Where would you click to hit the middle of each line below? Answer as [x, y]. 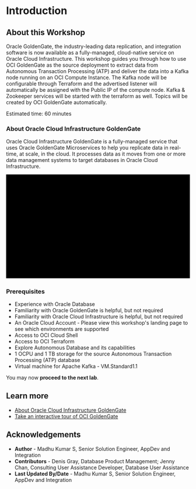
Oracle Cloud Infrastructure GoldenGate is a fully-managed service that [92, 142]
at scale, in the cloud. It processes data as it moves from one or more [103, 154]
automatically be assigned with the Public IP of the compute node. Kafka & [96, 90]
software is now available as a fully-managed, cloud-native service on [90, 53]
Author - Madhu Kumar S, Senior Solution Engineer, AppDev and [92, 449]
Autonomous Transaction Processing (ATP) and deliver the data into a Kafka [97, 71]
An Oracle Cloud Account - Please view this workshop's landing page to [101, 323]
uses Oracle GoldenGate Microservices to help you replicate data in [87, 148]
